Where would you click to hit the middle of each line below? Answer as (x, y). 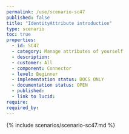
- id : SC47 (25, 46)
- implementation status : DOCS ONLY (58, 79)
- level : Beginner (35, 74)
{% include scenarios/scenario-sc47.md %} (61, 125)
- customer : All (32, 62)
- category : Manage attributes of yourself (67, 52)
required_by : (23, 108)
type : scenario (25, 29)
